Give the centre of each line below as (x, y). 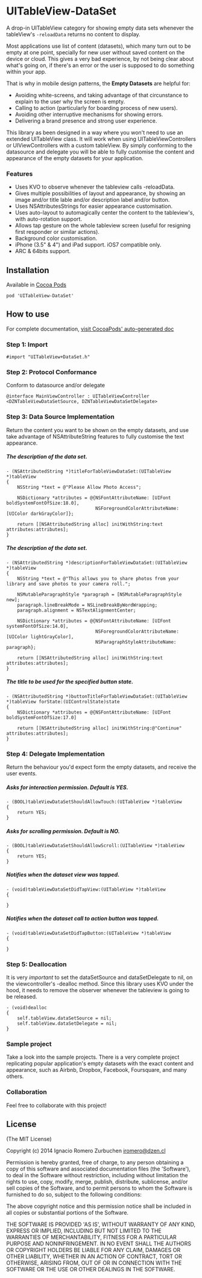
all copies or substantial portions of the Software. (67, 1212)
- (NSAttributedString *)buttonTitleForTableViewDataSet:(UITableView (97, 696)
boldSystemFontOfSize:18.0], (43, 503)
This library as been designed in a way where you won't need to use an (95, 132)
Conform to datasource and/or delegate (56, 386)
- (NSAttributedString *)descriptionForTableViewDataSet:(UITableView (97, 563)
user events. (22, 773)
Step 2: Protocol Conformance (52, 372)
